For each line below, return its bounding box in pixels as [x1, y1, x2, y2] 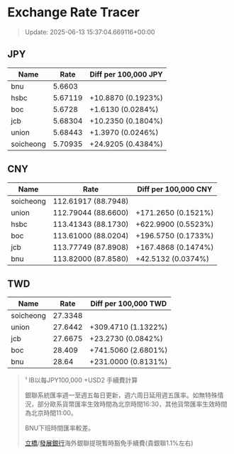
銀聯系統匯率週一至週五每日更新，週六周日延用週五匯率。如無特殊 [24, 391, 218, 399]
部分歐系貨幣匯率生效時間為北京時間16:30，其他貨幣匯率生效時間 [37, 400, 228, 409]
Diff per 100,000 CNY [137, 184, 213, 194]
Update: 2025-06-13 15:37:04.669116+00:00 [24, 28, 155, 36]
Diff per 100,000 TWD [90, 299, 167, 309]
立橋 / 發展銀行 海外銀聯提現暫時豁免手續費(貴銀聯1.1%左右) [24, 439, 194, 448]
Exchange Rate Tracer [7, 4, 140, 21]
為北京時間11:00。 [24, 409, 77, 417]
